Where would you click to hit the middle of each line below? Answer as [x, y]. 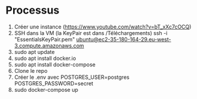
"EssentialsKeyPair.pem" [44, 39]
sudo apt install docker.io [45, 58]
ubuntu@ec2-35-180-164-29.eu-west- [124, 39]
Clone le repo [31, 71]
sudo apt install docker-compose [55, 64]
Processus [33, 10]
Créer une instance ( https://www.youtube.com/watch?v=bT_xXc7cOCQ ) [103, 27]
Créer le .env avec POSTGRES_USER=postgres [72, 77]
